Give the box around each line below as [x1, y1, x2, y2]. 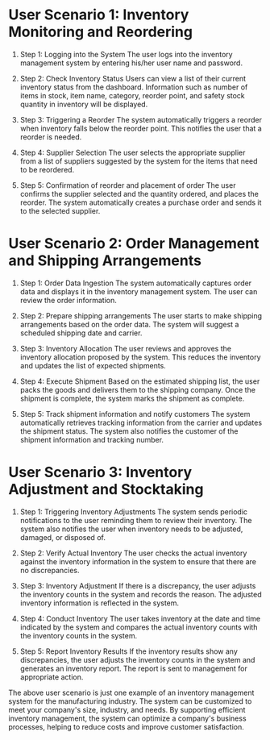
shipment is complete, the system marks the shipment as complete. [19, 393, 245, 403]
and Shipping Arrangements [8, 252, 201, 270]
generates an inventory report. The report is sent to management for [19, 663, 248, 673]
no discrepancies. [19, 565, 80, 575]
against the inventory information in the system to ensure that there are [19, 556, 256, 566]
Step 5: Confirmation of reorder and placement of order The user [19, 180, 236, 190]
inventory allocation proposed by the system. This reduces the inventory [19, 352, 261, 362]
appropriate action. [19, 671, 84, 682]
